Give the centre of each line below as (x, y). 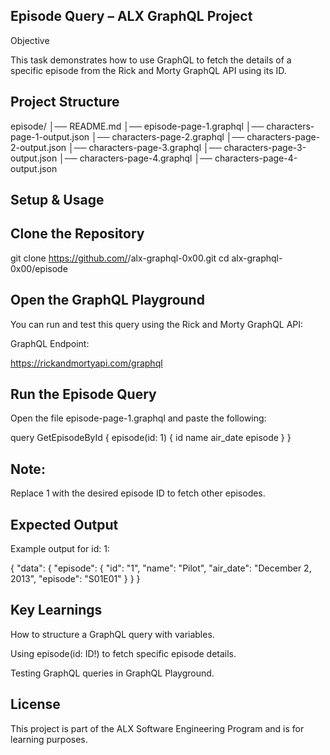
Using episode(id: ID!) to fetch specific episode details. (123, 653)
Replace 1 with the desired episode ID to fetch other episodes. (138, 493)
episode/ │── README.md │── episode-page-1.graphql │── (137, 126)
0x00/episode (39, 268)
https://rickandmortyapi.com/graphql (86, 363)
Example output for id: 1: (60, 549)
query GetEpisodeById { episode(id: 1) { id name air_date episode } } (151, 438)
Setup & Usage (57, 200)
